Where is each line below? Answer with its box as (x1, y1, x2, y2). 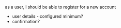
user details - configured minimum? (12, 14, 83, 19)
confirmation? (12, 19, 40, 24)
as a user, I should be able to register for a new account (5, 4, 116, 10)
